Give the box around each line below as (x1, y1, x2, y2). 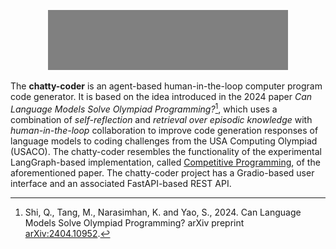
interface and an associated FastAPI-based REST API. (10, 177, 232, 189)
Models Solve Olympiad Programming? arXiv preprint (24, 216, 245, 229)
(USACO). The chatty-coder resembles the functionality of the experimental (10, 145, 322, 157)
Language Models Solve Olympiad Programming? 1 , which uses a (10, 101, 278, 115)
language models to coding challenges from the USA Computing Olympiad (10, 135, 318, 147)
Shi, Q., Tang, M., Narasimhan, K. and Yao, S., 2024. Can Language (24, 206, 302, 218)
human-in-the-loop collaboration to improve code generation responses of (10, 124, 319, 136)
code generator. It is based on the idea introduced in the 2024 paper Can (10, 91, 313, 102)
